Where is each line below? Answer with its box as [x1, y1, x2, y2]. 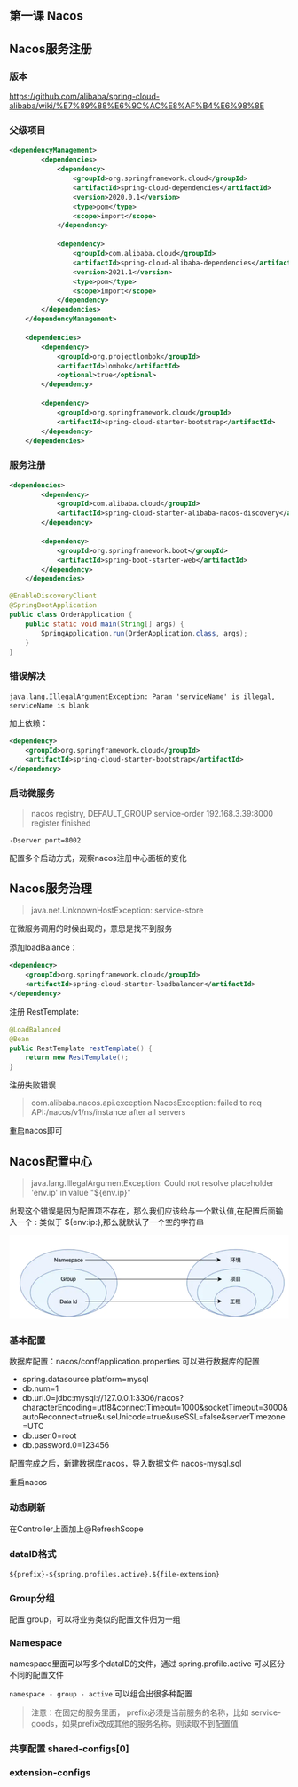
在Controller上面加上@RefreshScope [9, 1523, 144, 1534]
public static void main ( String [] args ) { [25, 620, 184, 629]
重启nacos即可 [9, 1126, 63, 1136]
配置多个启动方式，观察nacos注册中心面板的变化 [9, 852, 187, 863]
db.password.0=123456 [21, 1440, 110, 1451]
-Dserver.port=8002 [9, 835, 82, 845]
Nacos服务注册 [9, 41, 93, 56]
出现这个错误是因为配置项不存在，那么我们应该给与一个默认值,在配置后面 [9, 1206, 277, 1216]
